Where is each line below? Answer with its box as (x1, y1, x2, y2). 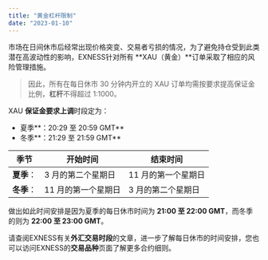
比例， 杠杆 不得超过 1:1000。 (27, 89, 121, 98)
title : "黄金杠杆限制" (8, 11, 77, 20)
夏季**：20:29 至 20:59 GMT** (19, 123, 125, 132)
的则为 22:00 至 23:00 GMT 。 (8, 216, 108, 226)
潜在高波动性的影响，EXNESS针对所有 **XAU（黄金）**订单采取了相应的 (8, 52, 249, 61)
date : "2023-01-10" (8, 19, 73, 27)
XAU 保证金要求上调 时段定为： (8, 105, 109, 116)
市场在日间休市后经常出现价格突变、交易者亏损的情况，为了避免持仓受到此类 (8, 41, 260, 52)
